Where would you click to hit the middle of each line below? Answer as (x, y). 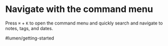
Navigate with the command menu (79, 9)
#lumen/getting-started (30, 38)
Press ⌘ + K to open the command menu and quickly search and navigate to (84, 23)
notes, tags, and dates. (29, 28)
